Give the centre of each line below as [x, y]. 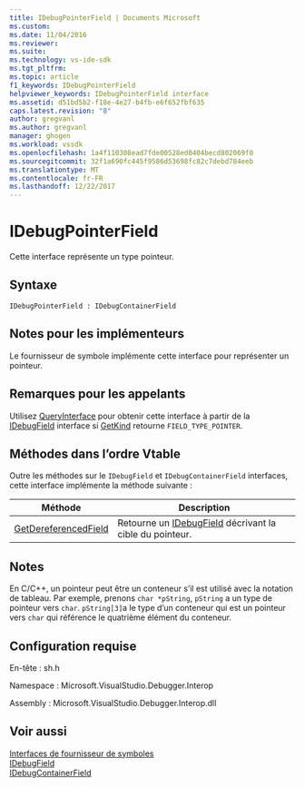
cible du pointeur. [155, 535]
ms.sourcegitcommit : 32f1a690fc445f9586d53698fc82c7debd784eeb [132, 161]
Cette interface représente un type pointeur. [92, 257]
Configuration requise [73, 646]
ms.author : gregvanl [49, 128]
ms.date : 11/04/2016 [49, 34]
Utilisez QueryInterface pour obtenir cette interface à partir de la [130, 416]
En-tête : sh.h [35, 667]
